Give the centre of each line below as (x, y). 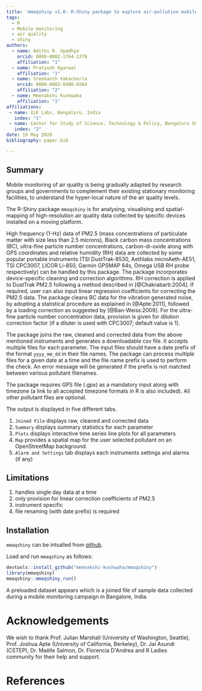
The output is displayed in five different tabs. (62, 409)
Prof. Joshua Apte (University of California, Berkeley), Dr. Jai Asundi (90, 643)
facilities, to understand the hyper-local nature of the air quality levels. (93, 197)
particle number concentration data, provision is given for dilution (98, 316)
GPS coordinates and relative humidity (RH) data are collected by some (94, 253)
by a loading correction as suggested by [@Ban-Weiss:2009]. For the (92, 310)
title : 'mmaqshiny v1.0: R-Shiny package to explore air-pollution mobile (102, 12)
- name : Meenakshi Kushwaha (47, 96)
